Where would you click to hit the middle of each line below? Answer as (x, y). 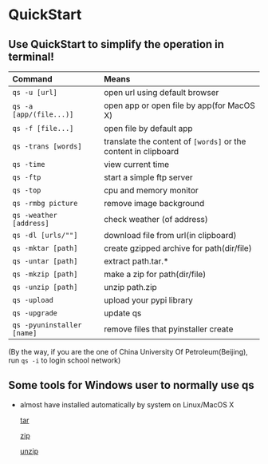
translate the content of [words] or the (175, 141)
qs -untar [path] (45, 261)
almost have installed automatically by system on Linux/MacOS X (127, 404)
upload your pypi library (148, 300)
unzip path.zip (130, 287)
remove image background (154, 203)
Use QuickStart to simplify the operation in (116, 44)
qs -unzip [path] (45, 287)
